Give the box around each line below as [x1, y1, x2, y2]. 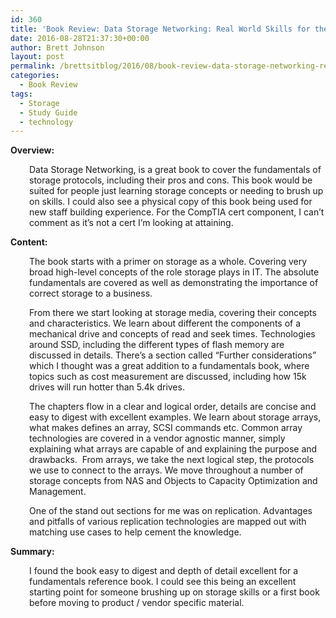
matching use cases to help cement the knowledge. [29, 526, 242, 538]
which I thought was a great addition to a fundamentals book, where [29, 360, 310, 372]
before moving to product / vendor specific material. [29, 597, 245, 609]
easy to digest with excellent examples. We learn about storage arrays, [29, 411, 322, 423]
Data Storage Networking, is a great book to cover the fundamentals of [29, 164, 322, 176]
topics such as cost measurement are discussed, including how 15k [29, 371, 307, 383]
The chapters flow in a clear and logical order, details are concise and [29, 401, 317, 413]
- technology [19, 117, 74, 127]
